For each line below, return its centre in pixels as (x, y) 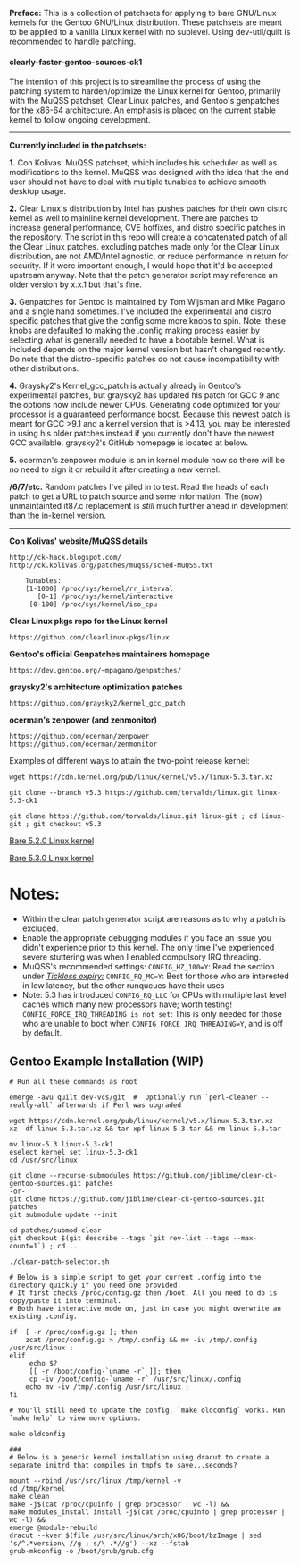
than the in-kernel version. (58, 516)
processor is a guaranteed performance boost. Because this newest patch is (150, 414)
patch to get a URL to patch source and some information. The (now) (136, 496)
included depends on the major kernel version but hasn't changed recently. (147, 350)
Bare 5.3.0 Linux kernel (51, 859)
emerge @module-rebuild (54, 1527)
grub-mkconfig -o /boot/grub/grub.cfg (81, 1551)
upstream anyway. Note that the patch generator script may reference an (144, 275)
